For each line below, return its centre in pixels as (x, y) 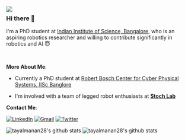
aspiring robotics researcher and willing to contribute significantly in (89, 37)
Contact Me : (22, 108)
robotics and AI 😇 (28, 44)
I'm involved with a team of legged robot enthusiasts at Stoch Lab (95, 96)
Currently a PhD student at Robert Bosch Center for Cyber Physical (97, 78)
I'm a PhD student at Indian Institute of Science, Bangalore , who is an (90, 31)
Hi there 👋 (21, 18)
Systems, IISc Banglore (43, 85)
